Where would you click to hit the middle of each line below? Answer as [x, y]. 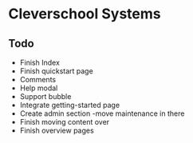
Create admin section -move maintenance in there [102, 113]
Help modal [39, 88]
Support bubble [45, 96]
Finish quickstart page [56, 71]
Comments [38, 79]
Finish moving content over [65, 122]
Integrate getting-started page [70, 105]
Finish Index [39, 62]
